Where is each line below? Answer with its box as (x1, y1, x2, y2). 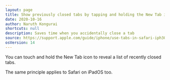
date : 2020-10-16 (5, 17, 42, 22)
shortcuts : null (5, 26, 39, 31)
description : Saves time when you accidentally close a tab (5, 31, 135, 36)
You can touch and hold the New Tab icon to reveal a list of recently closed (5, 54, 162, 60)
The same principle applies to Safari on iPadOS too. (5, 69, 113, 75)
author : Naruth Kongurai (5, 21, 58, 27)
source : (5, 36, 22, 41)
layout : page (5, 7, 33, 13)
